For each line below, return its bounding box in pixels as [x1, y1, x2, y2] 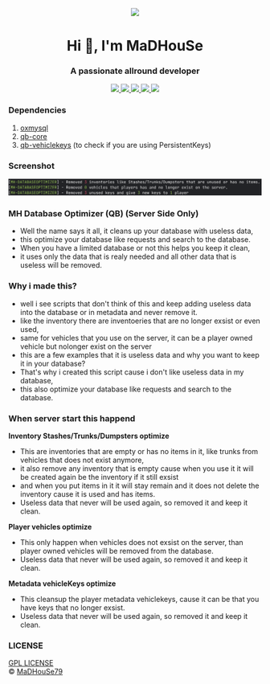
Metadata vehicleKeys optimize [8, 579, 117, 588]
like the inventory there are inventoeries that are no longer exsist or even [19, 316, 261, 326]
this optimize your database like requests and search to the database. [19, 235, 251, 244]
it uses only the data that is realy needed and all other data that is [19, 252, 237, 261]
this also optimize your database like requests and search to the [19, 384, 231, 394]
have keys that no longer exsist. [19, 603, 126, 612]
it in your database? [19, 358, 86, 368]
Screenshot [8, 160, 55, 171]
